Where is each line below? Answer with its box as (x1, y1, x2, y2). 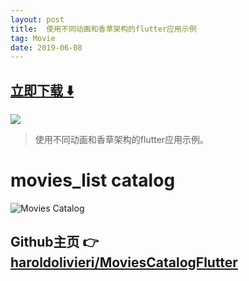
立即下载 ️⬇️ (10, 82, 75, 99)
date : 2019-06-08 (10, 42, 83, 53)
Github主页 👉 (10, 234, 100, 251)
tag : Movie (10, 33, 56, 43)
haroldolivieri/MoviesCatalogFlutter (10, 254, 238, 271)
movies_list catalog (10, 169, 176, 192)
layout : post (10, 14, 65, 25)
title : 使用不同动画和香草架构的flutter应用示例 (10, 24, 197, 34)
